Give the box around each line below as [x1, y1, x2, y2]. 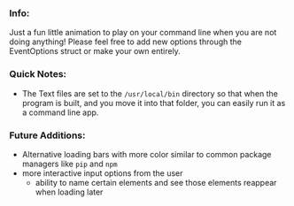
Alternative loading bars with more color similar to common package [21, 149, 272, 159]
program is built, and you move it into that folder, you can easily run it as [21, 97, 286, 108]
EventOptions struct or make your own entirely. [9, 46, 182, 57]
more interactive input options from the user [21, 167, 183, 179]
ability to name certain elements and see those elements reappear [35, 177, 277, 187]
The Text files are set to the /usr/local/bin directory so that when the [21, 88, 279, 99]
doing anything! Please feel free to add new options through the [9, 36, 242, 47]
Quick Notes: [9, 68, 67, 80]
